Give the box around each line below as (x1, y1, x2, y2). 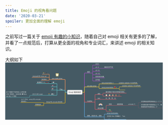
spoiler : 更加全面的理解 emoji (5, 18, 65, 23)
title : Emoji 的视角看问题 (5, 8, 57, 13)
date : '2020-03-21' (5, 13, 46, 18)
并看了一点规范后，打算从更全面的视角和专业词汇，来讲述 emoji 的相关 (5, 40, 150, 46)
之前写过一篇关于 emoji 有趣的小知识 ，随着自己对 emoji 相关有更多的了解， (5, 33, 159, 39)
